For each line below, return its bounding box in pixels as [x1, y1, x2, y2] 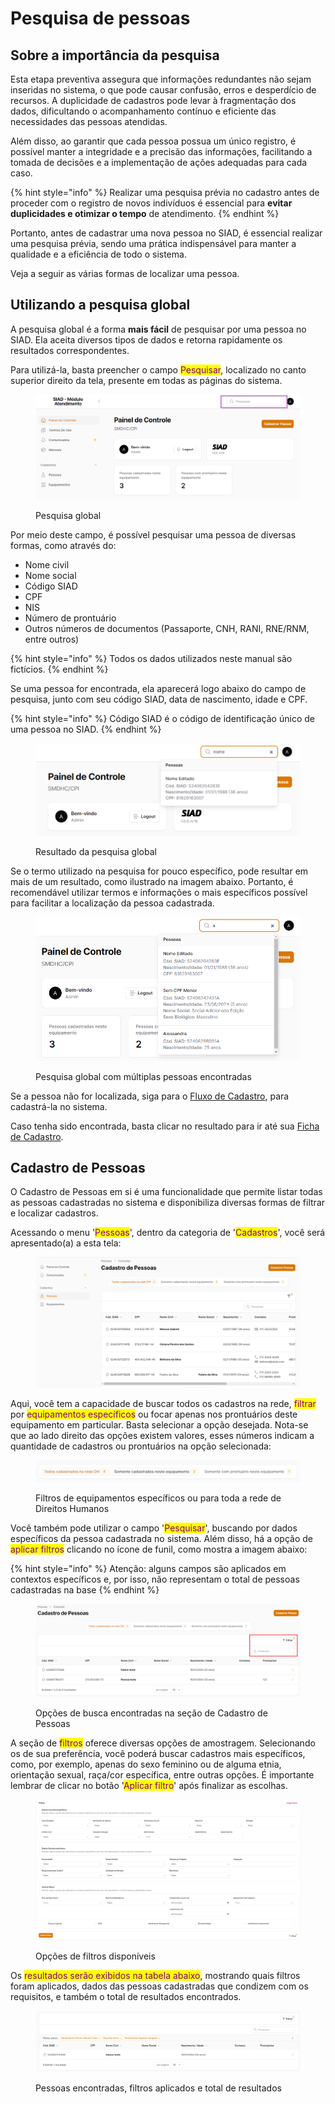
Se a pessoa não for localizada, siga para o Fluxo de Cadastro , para [10, 1090, 290, 1102]
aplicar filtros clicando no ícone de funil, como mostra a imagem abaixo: [10, 1543, 308, 1556]
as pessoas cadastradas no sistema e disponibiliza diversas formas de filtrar [10, 1197, 326, 1209]
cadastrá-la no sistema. [10, 1100, 108, 1112]
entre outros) [24, 633, 80, 645]
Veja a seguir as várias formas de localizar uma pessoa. [10, 268, 240, 279]
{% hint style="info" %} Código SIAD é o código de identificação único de [10, 712, 315, 724]
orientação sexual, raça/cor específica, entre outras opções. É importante [10, 1769, 315, 1781]
